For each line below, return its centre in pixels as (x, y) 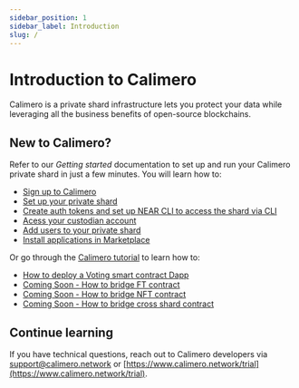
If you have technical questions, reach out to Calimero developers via (139, 354)
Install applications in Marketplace (86, 240)
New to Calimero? (60, 143)
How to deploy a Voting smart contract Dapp (106, 275)
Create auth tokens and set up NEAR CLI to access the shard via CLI (150, 211)
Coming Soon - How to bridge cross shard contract (118, 304)
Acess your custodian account (79, 221)
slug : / (24, 34)
